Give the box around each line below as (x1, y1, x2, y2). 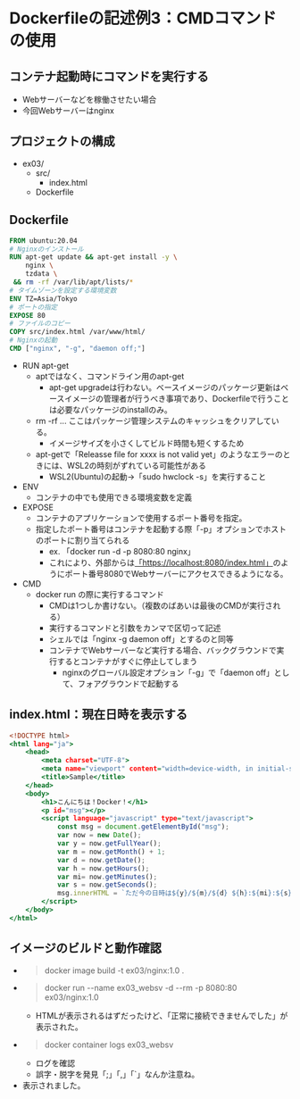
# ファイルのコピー (9, 319, 71, 329)
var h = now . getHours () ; (56, 863, 150, 873)
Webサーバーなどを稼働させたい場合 (21, 95, 157, 104)
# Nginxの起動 (9, 336, 58, 345)
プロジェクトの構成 (9, 134, 115, 149)
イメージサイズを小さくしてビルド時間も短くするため (48, 437, 245, 448)
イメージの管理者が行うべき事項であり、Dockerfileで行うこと (63, 393, 290, 404)
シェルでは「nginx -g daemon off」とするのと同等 (48, 633, 234, 644)
